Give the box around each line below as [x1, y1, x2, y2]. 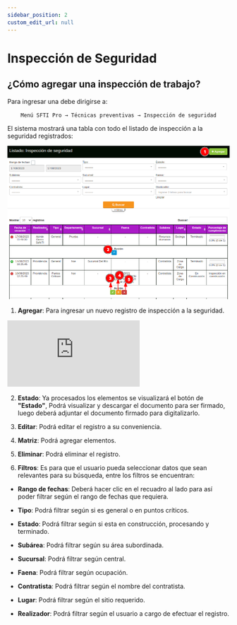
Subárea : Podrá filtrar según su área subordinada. [17, 541, 164, 549]
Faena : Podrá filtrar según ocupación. [17, 568, 128, 577]
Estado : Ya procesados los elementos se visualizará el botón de [17, 394, 204, 402]
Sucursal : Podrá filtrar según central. [17, 555, 126, 563]
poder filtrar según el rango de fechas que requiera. [17, 492, 169, 501]
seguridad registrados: [7, 132, 73, 141]
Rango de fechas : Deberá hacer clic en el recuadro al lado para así [17, 485, 213, 493]
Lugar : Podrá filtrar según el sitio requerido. [17, 596, 146, 604]
